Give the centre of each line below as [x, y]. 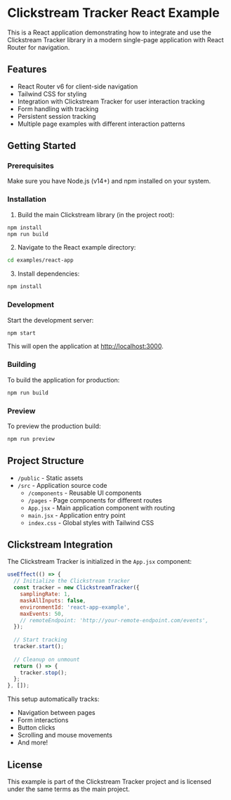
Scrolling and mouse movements [65, 735]
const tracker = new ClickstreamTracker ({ [77, 588]
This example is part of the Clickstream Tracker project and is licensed [110, 781]
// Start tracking [41, 640]
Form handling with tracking [58, 109]
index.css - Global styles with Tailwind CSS [91, 522]
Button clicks [36, 728]
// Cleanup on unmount [47, 659]
